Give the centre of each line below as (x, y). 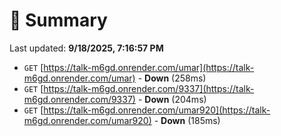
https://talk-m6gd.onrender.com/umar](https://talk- (149, 67)
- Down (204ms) (172, 99)
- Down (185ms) (187, 120)
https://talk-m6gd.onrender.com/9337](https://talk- (149, 88)
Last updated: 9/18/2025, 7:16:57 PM (86, 48)
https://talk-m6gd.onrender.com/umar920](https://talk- (157, 110)
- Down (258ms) (172, 78)
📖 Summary (58, 20)
